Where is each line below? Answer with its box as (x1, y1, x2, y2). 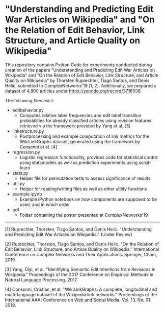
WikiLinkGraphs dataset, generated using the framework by (19, 138, 140, 144)
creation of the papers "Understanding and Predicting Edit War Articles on (5, 67, 155, 73)
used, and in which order (19, 201, 70, 207)
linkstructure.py (12, 128, 44, 134)
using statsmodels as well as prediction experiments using (19, 159, 138, 165)
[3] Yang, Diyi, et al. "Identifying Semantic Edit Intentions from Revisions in (5, 266, 156, 272)
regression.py (12, 149, 40, 155)
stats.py (12, 170, 28, 176)
